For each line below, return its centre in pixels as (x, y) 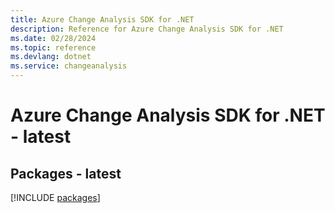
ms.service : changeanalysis (69, 66)
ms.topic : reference (53, 47)
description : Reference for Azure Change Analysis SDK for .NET (147, 29)
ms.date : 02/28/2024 (53, 38)
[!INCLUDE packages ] (55, 197)
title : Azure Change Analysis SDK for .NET (102, 19)
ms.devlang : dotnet (51, 57)
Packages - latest (66, 173)
